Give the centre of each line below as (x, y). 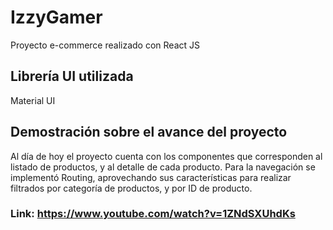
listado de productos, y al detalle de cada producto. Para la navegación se (163, 167)
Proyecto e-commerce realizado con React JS (105, 45)
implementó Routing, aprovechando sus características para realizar (151, 177)
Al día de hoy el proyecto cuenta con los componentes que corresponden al (166, 156)
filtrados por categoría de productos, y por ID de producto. (131, 188)
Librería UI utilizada (72, 76)
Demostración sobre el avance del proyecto (149, 132)
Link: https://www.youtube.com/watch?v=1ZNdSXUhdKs (153, 214)
